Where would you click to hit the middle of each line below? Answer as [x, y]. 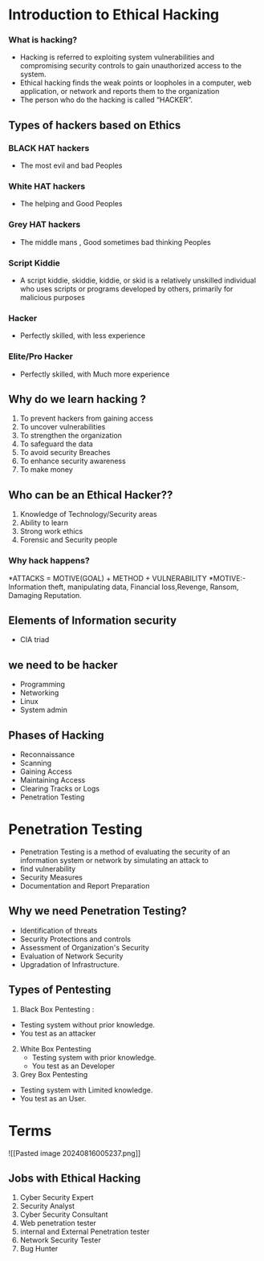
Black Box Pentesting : [57, 1009]
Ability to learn [44, 523]
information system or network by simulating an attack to [114, 860]
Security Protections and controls [75, 939]
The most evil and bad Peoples [71, 165]
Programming [43, 685]
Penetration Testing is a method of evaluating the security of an [125, 852]
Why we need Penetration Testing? [97, 911]
